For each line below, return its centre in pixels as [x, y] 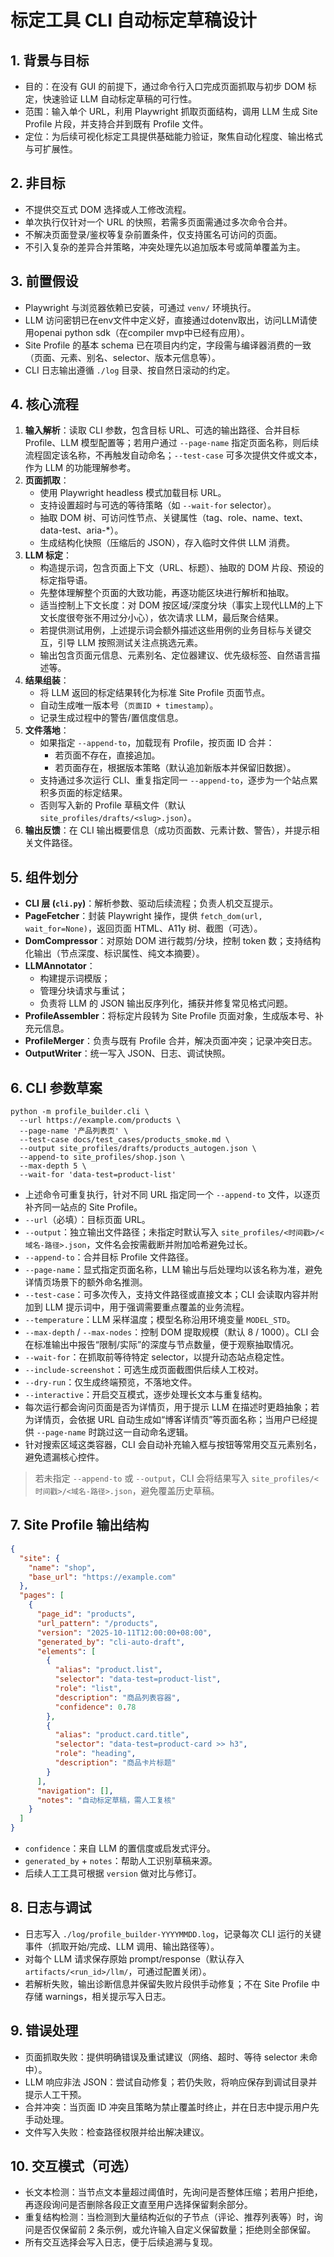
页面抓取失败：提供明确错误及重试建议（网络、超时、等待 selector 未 [166, 2057]
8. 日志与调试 [51, 1907]
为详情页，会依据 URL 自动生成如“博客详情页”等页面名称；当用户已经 [167, 1420]
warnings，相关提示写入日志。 [108, 1996]
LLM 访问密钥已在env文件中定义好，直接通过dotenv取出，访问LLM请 [166, 320]
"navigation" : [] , [75, 1791]
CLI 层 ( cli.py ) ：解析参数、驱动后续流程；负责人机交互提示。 [151, 903]
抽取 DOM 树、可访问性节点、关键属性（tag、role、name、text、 [174, 518]
